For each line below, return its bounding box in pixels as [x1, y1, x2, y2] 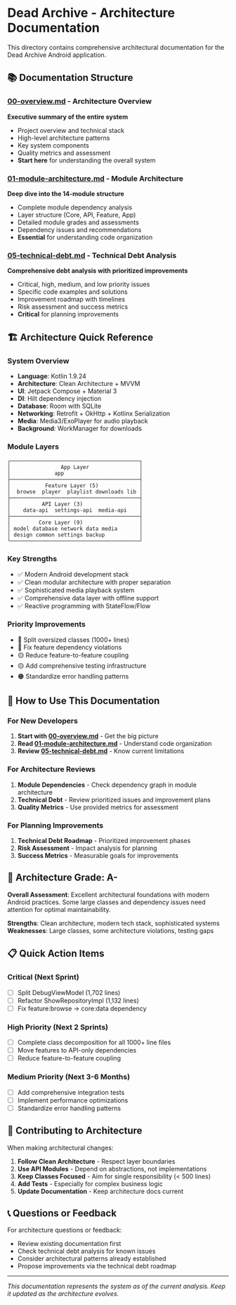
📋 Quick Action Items [7, 948, 105, 960]
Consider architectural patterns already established [17, 1254, 166, 1263]
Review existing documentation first [17, 1240, 122, 1248]
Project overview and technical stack [17, 126, 125, 134]
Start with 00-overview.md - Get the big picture [17, 732, 159, 740]
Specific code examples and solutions [17, 288, 128, 296]
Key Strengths [7, 554, 58, 564]
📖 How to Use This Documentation [7, 695, 160, 707]
